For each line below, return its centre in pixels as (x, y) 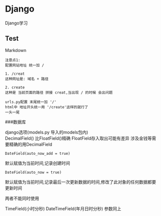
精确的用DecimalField (31, 144)
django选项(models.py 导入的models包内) (47, 132)
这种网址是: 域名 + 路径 (27, 79)
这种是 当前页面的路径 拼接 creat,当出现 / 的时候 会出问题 (59, 92)
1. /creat (15, 74)
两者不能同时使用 (22, 198)
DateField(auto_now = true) (33, 172)
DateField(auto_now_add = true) (38, 153)
